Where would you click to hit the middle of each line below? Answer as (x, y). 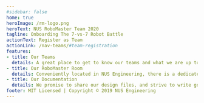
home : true (20, 18)
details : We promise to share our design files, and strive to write (101, 85)
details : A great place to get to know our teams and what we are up (101, 62)
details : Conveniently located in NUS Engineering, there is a (93, 74)
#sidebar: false (27, 12)
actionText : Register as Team (45, 40)
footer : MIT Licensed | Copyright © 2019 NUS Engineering (81, 91)
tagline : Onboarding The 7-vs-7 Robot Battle (65, 35)
